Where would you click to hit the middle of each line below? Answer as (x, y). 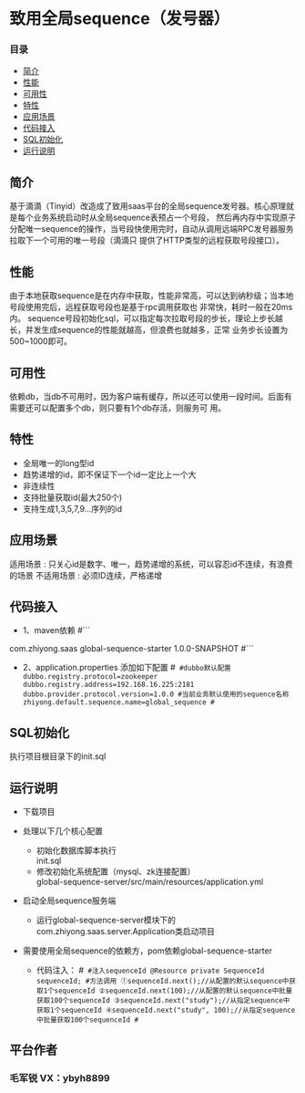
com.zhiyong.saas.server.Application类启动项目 (126, 931)
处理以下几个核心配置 (62, 830)
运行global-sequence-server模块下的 (106, 920)
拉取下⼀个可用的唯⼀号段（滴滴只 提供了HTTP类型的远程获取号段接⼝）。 (147, 240)
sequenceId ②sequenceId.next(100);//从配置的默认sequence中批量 (173, 991)
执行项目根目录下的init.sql (58, 756)
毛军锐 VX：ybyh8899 (60, 1078)
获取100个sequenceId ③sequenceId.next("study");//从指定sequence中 (163, 1000)
